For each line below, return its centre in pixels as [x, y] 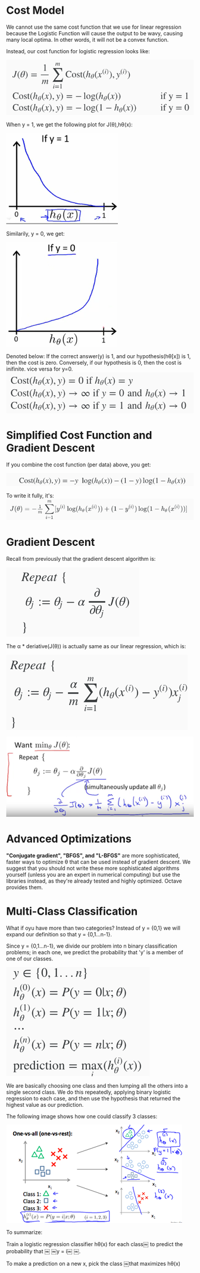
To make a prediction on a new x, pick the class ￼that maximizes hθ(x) [93, 1263]
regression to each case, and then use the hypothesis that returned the [93, 1098]
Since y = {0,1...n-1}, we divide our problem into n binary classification [92, 946]
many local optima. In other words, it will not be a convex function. [87, 39]
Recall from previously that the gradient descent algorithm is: [81, 559]
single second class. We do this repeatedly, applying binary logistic [89, 1092]
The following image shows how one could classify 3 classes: [82, 1116]
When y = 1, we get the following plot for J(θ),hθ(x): [69, 124]
